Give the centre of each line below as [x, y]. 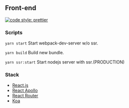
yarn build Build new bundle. [35, 53]
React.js [20, 86]
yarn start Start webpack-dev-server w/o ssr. [52, 43]
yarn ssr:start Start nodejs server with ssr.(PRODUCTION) [65, 62]
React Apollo [25, 90]
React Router [25, 96]
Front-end [21, 8]
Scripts [14, 32]
